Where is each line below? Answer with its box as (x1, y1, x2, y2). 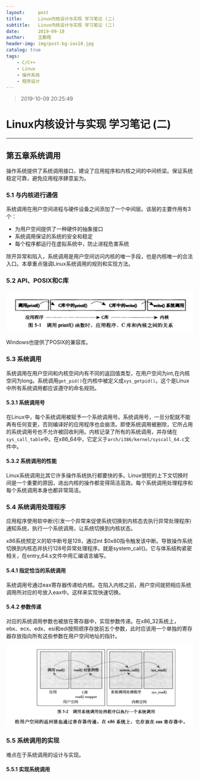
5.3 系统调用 (6, 355, 41, 364)
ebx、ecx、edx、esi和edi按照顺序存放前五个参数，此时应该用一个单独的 (6, 625, 182, 632)
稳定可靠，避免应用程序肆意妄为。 (6, 175, 89, 182)
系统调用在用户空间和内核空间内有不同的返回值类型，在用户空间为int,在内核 (6, 369, 191, 377)
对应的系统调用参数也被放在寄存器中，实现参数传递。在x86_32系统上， (6, 618, 179, 625)
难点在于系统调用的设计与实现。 (6, 751, 84, 758)
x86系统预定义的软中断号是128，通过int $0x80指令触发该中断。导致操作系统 (6, 538, 193, 545)
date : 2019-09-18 (6, 28, 65, 34)
